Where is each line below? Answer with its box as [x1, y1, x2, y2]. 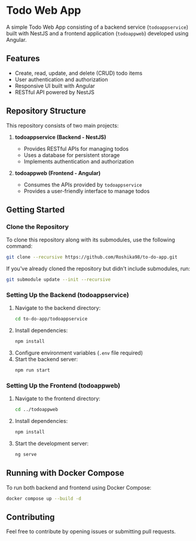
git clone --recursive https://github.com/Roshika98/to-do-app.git [6, 254, 178, 261]
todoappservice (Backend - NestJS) [14, 133, 106, 141]
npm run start [14, 367, 50, 373]
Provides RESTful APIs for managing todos [23, 145, 129, 152]
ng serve [14, 451, 37, 457]
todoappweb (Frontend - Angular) [14, 169, 101, 177]
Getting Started [6, 204, 65, 214]
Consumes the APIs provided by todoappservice [23, 181, 142, 188]
